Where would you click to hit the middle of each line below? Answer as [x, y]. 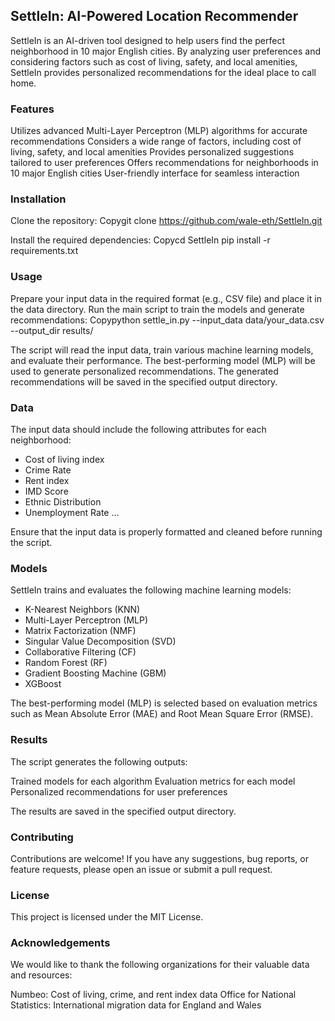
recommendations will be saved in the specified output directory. [144, 381]
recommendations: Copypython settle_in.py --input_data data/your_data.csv [167, 320]
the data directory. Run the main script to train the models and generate [157, 309]
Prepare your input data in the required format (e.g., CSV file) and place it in [166, 298]
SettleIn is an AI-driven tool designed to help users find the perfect [148, 40]
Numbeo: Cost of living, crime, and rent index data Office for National [153, 995]
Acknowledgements [60, 943]
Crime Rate [48, 470]
